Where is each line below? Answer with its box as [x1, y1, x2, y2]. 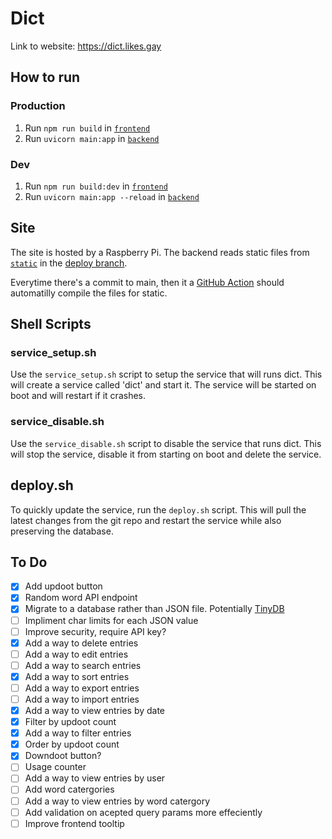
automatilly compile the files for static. [10, 287, 168, 299]
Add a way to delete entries [24, 637, 139, 649]
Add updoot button [24, 580, 103, 592]
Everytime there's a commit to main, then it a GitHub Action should [10, 276, 285, 288]
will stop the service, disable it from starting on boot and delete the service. [10, 448, 322, 460]
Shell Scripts [10, 316, 92, 333]
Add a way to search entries [24, 659, 142, 671]
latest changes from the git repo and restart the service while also [10, 514, 282, 526]
